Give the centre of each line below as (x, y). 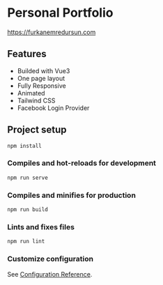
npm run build (28, 210)
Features (27, 54)
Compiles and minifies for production (71, 195)
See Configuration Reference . (50, 274)
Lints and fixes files (41, 227)
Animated (31, 93)
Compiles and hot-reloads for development (82, 163)
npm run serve (28, 178)
